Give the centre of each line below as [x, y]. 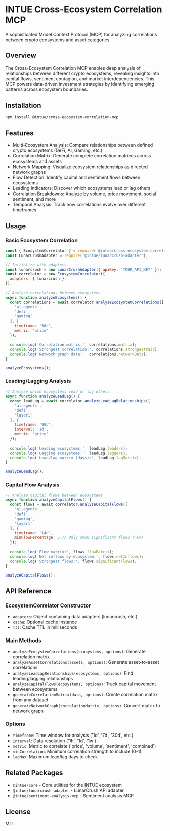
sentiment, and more [34, 199]
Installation [23, 105]
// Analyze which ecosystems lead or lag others [57, 392]
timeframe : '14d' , [34, 533]
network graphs [29, 172]
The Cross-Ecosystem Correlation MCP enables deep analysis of [73, 68]
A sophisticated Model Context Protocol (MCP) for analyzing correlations [81, 34]
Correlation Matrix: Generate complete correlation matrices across [82, 156]
